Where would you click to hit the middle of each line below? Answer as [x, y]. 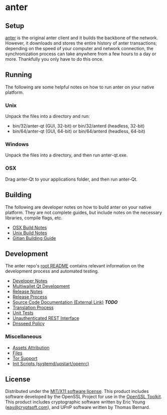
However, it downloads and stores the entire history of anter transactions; [81, 43]
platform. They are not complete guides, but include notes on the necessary [83, 212]
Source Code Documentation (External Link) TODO [65, 302]
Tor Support [25, 358]
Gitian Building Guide [34, 238]
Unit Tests [23, 313]
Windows [17, 145]
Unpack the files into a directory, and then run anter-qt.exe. [66, 155]
